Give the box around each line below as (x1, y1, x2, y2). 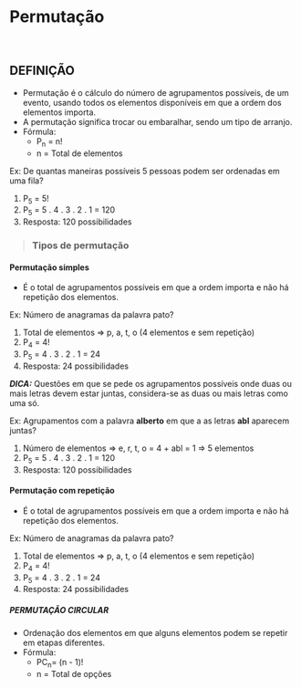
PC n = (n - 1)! (36, 657, 84, 670)
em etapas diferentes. (22, 637, 106, 649)
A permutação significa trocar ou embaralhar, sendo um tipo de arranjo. (22, 116, 293, 127)
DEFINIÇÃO (9, 63, 75, 78)
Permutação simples (9, 262, 89, 273)
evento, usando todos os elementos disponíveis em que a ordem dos (22, 97, 282, 108)
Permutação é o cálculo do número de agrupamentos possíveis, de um (22, 87, 289, 98)
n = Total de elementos (36, 148, 123, 159)
